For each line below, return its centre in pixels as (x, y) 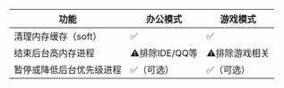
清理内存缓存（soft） (58, 36)
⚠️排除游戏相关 (238, 53)
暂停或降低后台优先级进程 (68, 70)
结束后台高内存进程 (55, 53)
